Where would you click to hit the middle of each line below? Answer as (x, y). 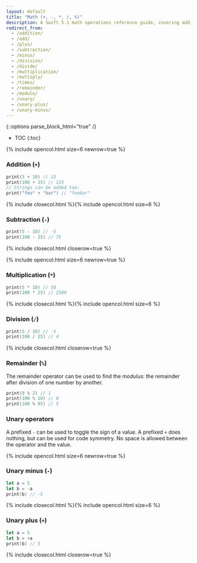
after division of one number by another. (55, 382)
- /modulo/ (25, 93)
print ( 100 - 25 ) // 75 (34, 237)
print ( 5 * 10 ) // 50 (31, 287)
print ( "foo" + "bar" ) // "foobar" (48, 193)
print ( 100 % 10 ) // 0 (33, 398)
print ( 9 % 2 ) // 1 (28, 393)
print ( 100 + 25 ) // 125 (35, 182)
